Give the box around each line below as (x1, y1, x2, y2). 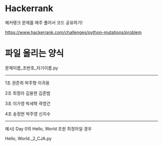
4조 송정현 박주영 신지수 (5, 110, 51, 117)
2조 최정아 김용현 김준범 (5, 90, 51, 96)
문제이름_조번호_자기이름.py (5, 65, 58, 71)
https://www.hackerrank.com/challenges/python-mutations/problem (5, 29, 142, 35)
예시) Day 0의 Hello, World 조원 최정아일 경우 (5, 126, 92, 131)
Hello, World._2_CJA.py (5, 135, 52, 141)
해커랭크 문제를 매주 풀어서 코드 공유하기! (5, 19, 83, 25)
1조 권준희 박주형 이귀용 (5, 80, 50, 86)
